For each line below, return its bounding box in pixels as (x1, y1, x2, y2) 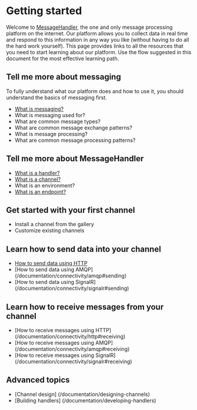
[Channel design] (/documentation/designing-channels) (14, 391, 150, 398)
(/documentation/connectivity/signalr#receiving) (14, 358, 132, 365)
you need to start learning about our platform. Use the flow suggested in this (6, 48, 192, 55)
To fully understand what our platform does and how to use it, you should (6, 87, 184, 95)
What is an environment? (14, 181, 75, 189)
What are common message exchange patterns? (14, 124, 132, 131)
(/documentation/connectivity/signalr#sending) (14, 285, 129, 292)
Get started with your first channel (6, 205, 135, 215)
